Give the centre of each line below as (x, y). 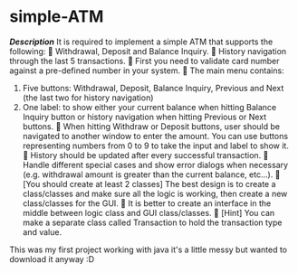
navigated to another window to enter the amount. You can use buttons (155, 136)
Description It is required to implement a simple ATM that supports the (141, 42)
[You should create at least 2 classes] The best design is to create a (149, 184)
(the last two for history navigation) (88, 98)
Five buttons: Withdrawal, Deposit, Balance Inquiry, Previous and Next (153, 88)
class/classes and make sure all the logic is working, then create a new (155, 193)
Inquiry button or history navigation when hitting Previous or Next (144, 117)
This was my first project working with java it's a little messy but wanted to (149, 249)
